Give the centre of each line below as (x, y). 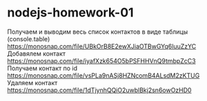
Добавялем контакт (37, 54)
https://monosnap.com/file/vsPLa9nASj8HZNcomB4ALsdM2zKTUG (103, 75)
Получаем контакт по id (42, 68)
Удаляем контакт (32, 82)
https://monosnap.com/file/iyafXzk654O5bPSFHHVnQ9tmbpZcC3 (101, 60)
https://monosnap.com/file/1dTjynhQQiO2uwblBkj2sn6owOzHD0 (99, 90)
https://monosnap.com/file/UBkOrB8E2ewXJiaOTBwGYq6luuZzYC (102, 46)
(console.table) (29, 38)
